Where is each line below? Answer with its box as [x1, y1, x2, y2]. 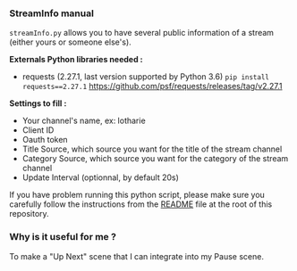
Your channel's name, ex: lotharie [21, 115, 146, 127]
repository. [9, 209, 49, 219]
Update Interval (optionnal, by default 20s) [21, 172, 179, 183]
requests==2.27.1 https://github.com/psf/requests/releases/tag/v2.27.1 [21, 81, 284, 92]
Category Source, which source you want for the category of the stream [21, 153, 289, 164]
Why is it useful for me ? [9, 231, 116, 243]
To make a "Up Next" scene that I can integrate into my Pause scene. [9, 250, 264, 261]
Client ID [21, 125, 55, 135]
